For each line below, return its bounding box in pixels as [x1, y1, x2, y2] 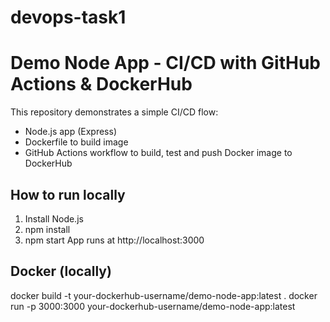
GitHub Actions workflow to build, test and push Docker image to [24, 147, 293, 159]
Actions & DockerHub [10, 73, 193, 96]
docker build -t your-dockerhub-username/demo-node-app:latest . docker [10, 289, 318, 301]
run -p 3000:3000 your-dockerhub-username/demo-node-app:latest [10, 300, 296, 312]
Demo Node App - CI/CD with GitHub [10, 52, 322, 75]
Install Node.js [24, 212, 84, 225]
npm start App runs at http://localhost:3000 [24, 234, 205, 246]
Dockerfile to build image [24, 136, 129, 148]
